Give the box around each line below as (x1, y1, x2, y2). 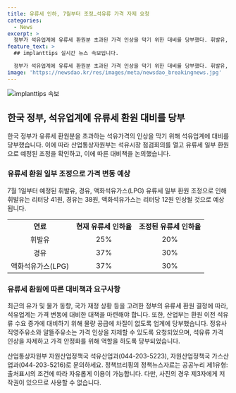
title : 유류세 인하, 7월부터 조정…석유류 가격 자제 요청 (7, 10, 150, 18)
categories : (7, 17, 42, 24)
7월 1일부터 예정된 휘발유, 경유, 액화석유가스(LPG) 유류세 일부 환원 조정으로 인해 (7, 186, 227, 195)
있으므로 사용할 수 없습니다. (25, 378, 101, 387)
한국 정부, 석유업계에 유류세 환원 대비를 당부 (7, 112, 185, 124)
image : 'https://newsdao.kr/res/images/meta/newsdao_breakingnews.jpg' (7, 68, 222, 76)
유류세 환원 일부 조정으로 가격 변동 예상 (7, 169, 131, 179)
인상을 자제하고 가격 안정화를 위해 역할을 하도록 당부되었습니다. (7, 337, 181, 346)
